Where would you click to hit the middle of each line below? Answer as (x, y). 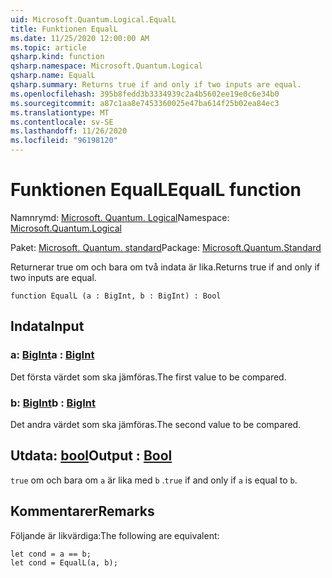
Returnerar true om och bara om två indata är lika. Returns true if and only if (165, 267)
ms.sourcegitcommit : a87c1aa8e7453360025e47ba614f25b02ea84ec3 (145, 103)
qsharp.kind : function (57, 57)
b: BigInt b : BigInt (53, 403)
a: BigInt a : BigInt (52, 355)
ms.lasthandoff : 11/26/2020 (69, 131)
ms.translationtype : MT (60, 112)
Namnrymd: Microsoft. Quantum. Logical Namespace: (120, 217)
